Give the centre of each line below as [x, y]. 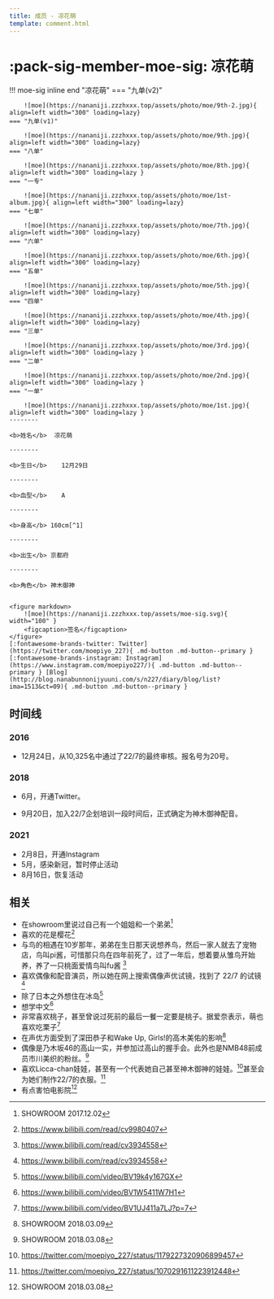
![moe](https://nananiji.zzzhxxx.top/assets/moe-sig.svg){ [126, 614]
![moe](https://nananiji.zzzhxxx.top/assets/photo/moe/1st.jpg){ [137, 406]
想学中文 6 [37, 1005]
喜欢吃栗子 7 [41, 1027]
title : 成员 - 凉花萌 [43, 16]
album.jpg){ [29, 203]
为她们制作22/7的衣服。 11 [63, 1079]
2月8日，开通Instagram [60, 854]
